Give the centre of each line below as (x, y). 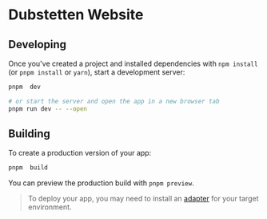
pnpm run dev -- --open (48, 109)
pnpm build (28, 168)
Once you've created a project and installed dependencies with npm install (133, 63)
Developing (37, 45)
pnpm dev (25, 87)
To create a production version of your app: (80, 153)
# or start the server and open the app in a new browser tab (114, 101)
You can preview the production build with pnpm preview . (101, 183)
